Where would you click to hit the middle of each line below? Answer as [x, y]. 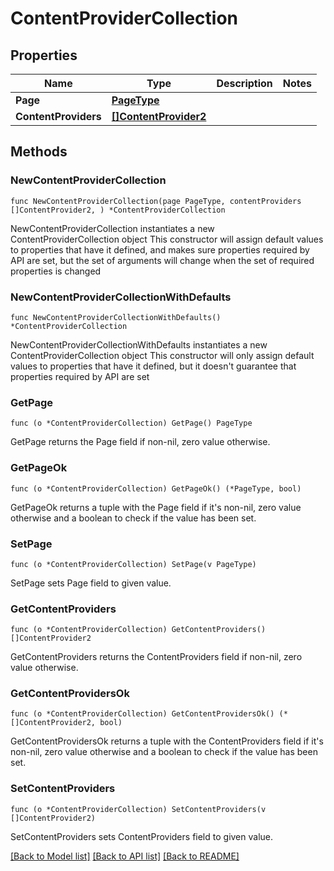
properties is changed [56, 271]
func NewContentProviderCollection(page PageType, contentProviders [156, 201]
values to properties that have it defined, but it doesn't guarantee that [153, 366]
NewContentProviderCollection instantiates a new [112, 228]
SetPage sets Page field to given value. [91, 583]
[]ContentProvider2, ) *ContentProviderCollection [118, 210]
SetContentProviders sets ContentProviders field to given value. [142, 836]
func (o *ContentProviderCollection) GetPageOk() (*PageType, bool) [156, 488]
